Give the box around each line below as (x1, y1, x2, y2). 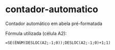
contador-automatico (5, 4, 99, 15)
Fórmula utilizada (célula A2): (5, 30, 67, 36)
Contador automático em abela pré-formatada (5, 20, 103, 27)
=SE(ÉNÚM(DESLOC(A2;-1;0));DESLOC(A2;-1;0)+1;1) (5, 40, 111, 45)
